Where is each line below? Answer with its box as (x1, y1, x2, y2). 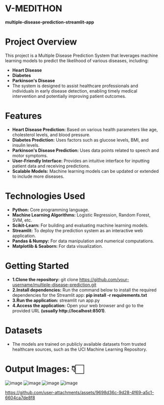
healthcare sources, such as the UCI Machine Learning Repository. (12, 346, 147, 352)
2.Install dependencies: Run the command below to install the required (12, 287, 157, 293)
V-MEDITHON (5, 3, 63, 14)
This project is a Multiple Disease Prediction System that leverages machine (5, 52, 158, 58)
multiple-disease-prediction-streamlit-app (5, 19, 94, 25)
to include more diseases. (12, 173, 65, 179)
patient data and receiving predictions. (12, 163, 91, 169)
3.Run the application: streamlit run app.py (12, 297, 100, 303)
